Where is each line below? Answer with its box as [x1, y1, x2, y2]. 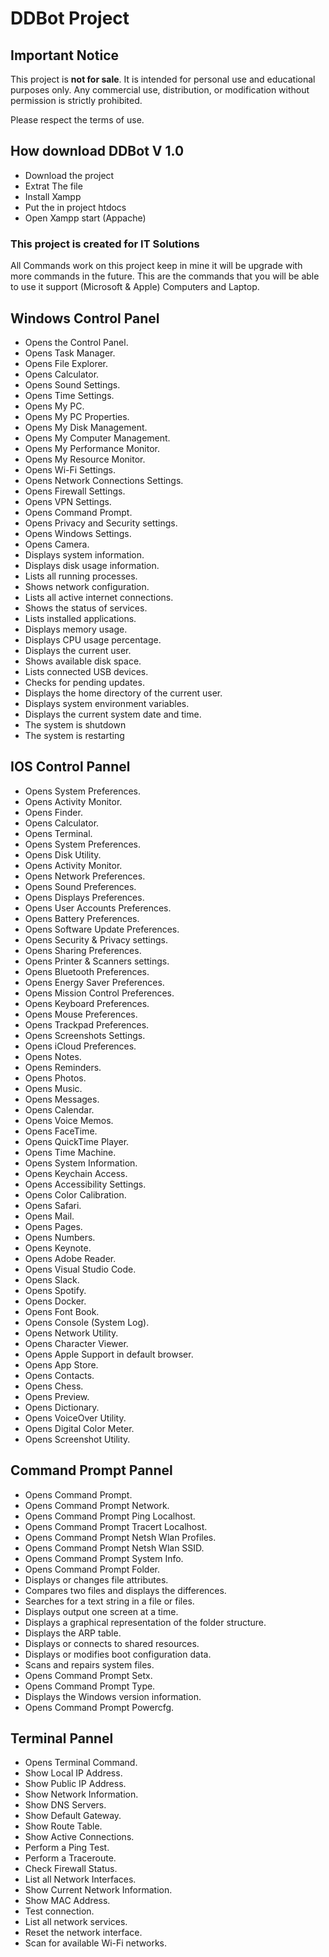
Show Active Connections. [24, 1831, 135, 1843]
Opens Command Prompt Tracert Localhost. [24, 1520, 208, 1532]
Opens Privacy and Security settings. [24, 517, 178, 529]
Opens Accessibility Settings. [24, 1178, 147, 1190]
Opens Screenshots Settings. [24, 1029, 146, 1041]
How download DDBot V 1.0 [10, 143, 185, 160]
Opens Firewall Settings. [24, 485, 126, 497]
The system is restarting [24, 729, 125, 741]
